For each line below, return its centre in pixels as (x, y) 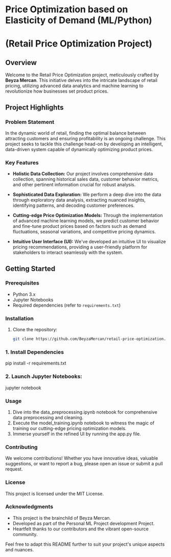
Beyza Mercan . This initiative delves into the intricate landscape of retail (81, 80)
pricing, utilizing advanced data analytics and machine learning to (75, 86)
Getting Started (30, 269)
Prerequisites (22, 283)
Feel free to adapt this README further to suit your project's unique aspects (85, 544)
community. (25, 534)
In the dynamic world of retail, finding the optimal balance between (76, 133)
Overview (21, 62)
